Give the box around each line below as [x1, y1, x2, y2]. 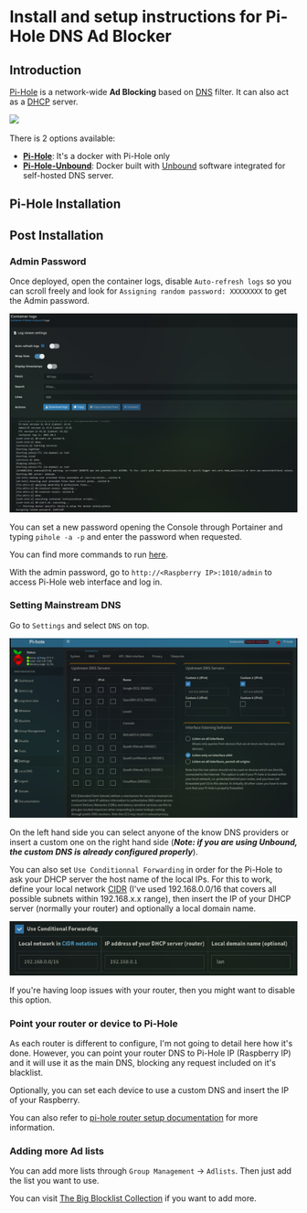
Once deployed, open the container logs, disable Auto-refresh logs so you [9, 276, 292, 287]
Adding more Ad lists [9, 1144, 105, 1157]
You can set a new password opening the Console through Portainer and [9, 521, 283, 532]
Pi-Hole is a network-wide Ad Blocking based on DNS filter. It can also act [9, 87, 290, 97]
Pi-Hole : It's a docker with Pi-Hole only [22, 151, 171, 161]
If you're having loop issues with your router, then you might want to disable [9, 984, 295, 995]
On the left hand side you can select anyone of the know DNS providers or [9, 826, 290, 838]
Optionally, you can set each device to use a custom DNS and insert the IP [9, 1084, 290, 1095]
